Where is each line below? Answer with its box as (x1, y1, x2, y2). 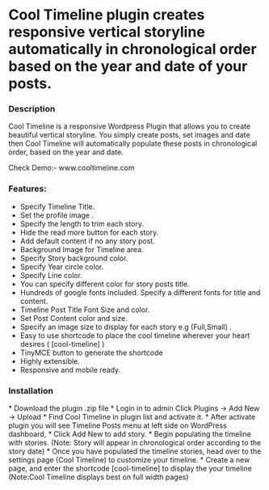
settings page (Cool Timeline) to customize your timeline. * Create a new (8, 455, 250, 465)
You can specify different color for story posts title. (19, 279, 190, 289)
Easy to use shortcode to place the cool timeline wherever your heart (19, 330, 250, 340)
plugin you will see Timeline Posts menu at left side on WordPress (8, 420, 228, 430)
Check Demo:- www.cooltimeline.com (8, 163, 135, 173)
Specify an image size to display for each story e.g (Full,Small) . (19, 322, 233, 332)
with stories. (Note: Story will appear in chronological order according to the (8, 438, 262, 448)
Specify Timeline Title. (19, 201, 95, 211)
